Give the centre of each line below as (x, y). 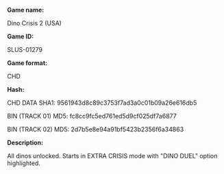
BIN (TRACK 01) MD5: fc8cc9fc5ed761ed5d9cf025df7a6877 (92, 116)
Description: (25, 142)
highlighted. (24, 163)
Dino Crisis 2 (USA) (34, 23)
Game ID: (21, 36)
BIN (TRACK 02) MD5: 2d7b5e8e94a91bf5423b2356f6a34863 (96, 129)
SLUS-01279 (25, 50)
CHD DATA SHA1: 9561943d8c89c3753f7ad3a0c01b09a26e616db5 (102, 103)
